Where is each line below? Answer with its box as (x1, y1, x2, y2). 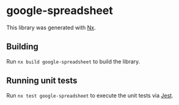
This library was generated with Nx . (6, 24, 96, 31)
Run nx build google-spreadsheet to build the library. (6, 57, 141, 65)
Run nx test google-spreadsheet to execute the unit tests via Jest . (6, 92, 174, 99)
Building (6, 42, 38, 52)
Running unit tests (6, 76, 78, 86)
